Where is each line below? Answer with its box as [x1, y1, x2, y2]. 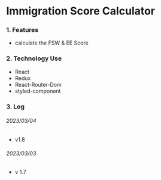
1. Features [6, 26, 39, 34]
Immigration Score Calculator [6, 4, 156, 18]
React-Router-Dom [14, 81, 62, 88]
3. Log [6, 102, 25, 111]
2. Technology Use [6, 54, 62, 63]
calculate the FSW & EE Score [14, 39, 89, 46]
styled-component [14, 87, 61, 95]
